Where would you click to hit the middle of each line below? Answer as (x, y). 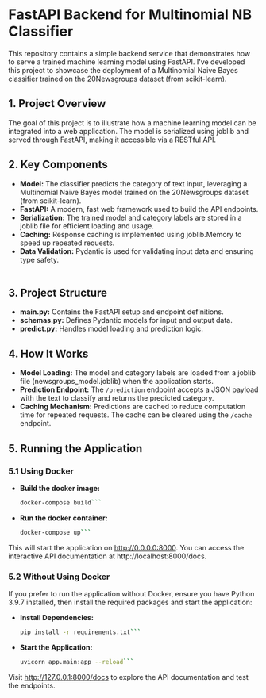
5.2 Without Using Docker (59, 577)
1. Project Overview (57, 104)
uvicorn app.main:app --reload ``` (77, 662)
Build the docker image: (60, 488)
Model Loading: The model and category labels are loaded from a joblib (137, 373)
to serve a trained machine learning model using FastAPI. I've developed (127, 62)
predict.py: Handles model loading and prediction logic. (112, 329)
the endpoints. (32, 685)
